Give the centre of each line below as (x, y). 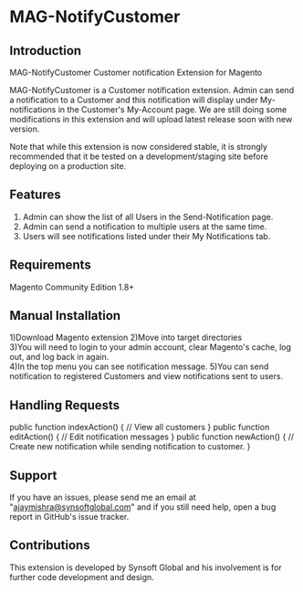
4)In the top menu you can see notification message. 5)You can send (139, 366)
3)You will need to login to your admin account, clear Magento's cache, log (151, 347)
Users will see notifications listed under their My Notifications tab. (146, 236)
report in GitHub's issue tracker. (69, 517)
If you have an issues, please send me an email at (103, 497)
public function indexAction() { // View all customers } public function (140, 428)
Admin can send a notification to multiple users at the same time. (145, 227)
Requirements (50, 265)
